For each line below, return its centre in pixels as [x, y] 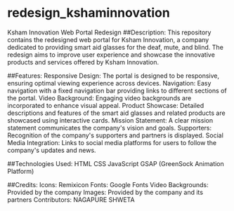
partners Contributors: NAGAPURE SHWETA [71, 199]
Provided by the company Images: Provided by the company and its [105, 192]
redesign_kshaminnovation [89, 13]
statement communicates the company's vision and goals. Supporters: [110, 128]
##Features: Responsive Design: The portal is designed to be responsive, [113, 76]
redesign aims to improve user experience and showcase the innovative [111, 55]
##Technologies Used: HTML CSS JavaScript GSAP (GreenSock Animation [116, 163]
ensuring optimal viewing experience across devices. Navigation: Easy [109, 83]
